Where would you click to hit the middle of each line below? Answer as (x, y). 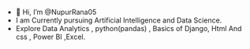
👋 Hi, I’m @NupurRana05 (56, 12)
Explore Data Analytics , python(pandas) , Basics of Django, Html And (129, 28)
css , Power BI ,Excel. (50, 37)
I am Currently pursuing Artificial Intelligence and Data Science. (119, 20)
